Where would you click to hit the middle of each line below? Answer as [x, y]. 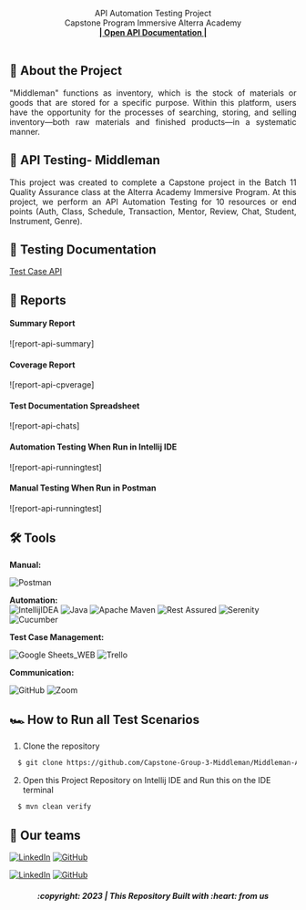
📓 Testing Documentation [83, 250]
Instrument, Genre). [46, 221]
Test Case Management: [57, 636]
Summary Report [42, 324]
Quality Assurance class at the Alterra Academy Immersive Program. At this [153, 191]
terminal [38, 790]
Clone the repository [61, 746]
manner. [25, 131]
